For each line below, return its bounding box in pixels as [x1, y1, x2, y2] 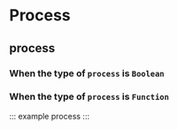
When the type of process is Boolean [9, 67, 165, 80]
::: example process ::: [9, 111, 90, 121]
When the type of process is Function [9, 90, 170, 103]
